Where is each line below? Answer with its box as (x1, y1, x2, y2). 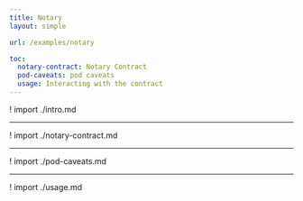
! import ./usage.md (9, 181, 83, 192)
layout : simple (9, 22, 67, 31)
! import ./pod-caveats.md (9, 155, 106, 167)
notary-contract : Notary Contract (17, 62, 147, 72)
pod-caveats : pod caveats (17, 71, 115, 80)
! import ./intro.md (9, 104, 77, 114)
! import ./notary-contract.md (9, 130, 118, 141)
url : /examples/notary (9, 38, 95, 47)
